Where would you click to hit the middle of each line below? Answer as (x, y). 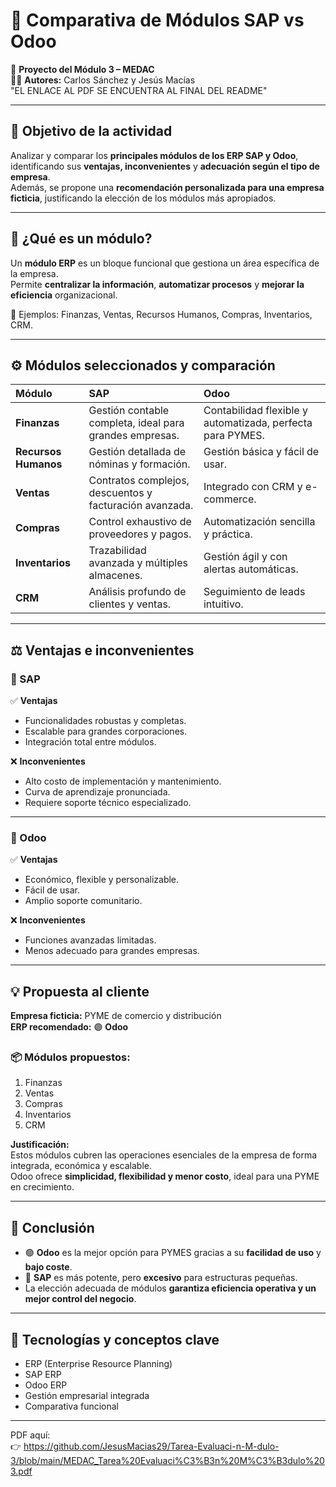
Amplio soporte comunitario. (83, 901)
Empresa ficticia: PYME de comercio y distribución (116, 1016)
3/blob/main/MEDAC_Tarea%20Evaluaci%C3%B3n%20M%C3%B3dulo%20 (167, 1461)
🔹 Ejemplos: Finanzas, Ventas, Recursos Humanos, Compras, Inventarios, (161, 314)
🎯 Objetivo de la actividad (91, 131)
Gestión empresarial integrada (87, 1396)
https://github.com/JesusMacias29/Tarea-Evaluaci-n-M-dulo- (151, 1446)
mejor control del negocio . (80, 1299)
